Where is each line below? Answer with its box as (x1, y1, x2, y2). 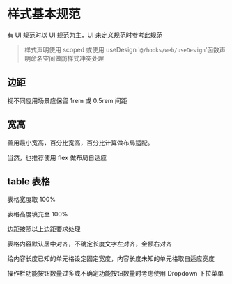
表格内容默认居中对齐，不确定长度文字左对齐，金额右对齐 (7, 239, 172, 248)
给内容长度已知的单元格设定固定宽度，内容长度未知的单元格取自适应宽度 (7, 255, 215, 263)
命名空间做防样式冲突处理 (30, 54, 105, 63)
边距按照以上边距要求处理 (7, 225, 81, 233)
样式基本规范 (7, 6, 82, 22)
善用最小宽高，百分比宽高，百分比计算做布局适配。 (7, 139, 154, 147)
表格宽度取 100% (7, 196, 56, 204)
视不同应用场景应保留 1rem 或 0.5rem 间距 (7, 96, 127, 104)
